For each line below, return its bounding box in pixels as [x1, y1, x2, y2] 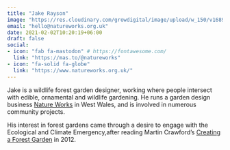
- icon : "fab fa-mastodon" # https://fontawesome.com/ [7, 48, 167, 55]
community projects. [7, 107, 65, 116]
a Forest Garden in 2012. [7, 135, 77, 143]
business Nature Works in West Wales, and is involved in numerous [7, 100, 196, 108]
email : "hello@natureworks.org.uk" [7, 22, 109, 29]
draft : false [7, 35, 44, 42]
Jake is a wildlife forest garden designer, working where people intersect [7, 86, 212, 94]
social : [7, 42, 29, 48]
